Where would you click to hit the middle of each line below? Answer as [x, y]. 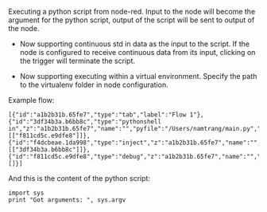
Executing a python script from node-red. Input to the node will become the [132, 12]
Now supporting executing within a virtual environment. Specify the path [138, 76]
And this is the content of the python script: [79, 178]
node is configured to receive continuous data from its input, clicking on [137, 52]
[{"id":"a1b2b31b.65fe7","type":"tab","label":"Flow [97, 115]
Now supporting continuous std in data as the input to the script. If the [135, 44]
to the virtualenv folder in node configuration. [94, 84]
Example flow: [31, 100]
